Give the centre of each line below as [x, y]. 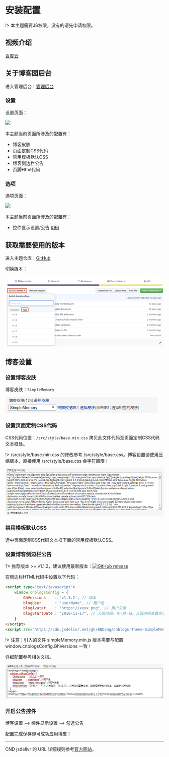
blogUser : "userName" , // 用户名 [64, 603]
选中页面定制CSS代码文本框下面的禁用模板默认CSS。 [60, 540]
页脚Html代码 [26, 169]
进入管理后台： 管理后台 [29, 86]
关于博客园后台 [28, 73]
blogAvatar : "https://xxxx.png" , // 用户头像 [75, 608]
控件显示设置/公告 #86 [36, 228]
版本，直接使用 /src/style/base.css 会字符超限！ [59, 461]
